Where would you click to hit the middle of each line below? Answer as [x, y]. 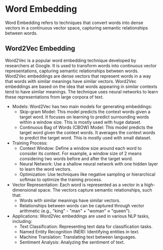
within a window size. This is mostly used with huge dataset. [81, 122]
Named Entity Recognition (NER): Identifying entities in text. [79, 231]
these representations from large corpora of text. [54, 97]
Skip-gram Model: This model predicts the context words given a [85, 111]
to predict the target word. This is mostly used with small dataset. [85, 138]
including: [22, 221]
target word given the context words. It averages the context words [87, 132]
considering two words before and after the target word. [76, 159]
